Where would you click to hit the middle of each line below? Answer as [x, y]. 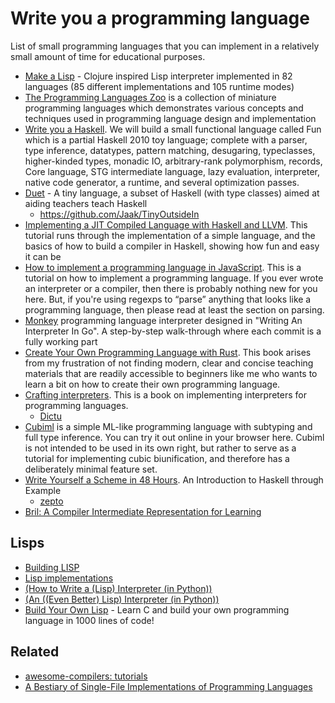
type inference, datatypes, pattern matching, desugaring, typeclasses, [170, 150]
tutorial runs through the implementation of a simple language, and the [170, 235]
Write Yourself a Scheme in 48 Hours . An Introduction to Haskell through [174, 479]
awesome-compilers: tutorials [86, 676]
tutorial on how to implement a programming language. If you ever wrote [174, 278]
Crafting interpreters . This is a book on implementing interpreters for [165, 394]
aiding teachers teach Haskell [86, 203]
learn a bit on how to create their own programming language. [152, 384]
